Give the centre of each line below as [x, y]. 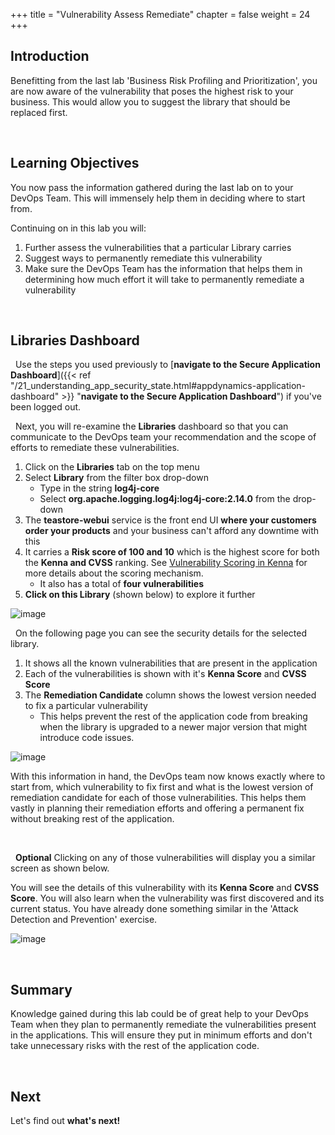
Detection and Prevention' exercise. [84, 920]
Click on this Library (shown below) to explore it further [140, 595]
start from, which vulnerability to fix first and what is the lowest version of [162, 787]
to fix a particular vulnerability [86, 706]
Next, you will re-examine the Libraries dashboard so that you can [151, 426]
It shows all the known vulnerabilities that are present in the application [171, 663]
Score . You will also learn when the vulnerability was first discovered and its [167, 898]
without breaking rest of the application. [92, 819]
